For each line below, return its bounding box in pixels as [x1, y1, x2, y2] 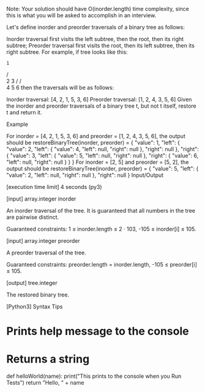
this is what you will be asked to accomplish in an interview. [6, 12, 157, 19]
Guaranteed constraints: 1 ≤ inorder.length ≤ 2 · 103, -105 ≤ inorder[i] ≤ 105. [6, 226, 197, 232]
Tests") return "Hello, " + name [6, 379, 84, 386]
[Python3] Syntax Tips [6, 303, 63, 310]
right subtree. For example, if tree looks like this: [6, 48, 128, 56]
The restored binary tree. [6, 291, 69, 298]
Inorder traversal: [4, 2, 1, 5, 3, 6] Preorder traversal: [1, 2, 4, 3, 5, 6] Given [6, 96, 192, 103]
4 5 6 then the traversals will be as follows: [6, 84, 114, 91]
